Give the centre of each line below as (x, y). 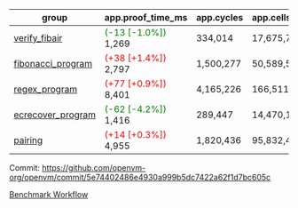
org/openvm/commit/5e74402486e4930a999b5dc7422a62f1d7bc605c (140, 177)
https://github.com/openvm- (94, 168)
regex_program (46, 89)
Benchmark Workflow (49, 194)
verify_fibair (38, 38)
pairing (28, 140)
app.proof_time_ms (146, 17)
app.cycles (220, 17)
